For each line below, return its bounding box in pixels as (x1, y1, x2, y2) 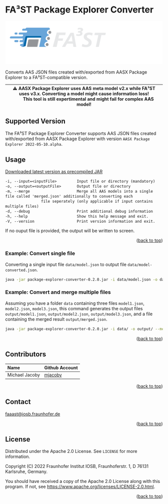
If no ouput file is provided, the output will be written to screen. (5, 228, 135, 234)
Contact (5, 397, 31, 406)
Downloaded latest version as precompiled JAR (5, 169, 103, 175)
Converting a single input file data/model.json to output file (5, 261, 126, 267)
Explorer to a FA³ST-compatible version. (5, 74, 88, 80)
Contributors (5, 350, 46, 359)
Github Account (44, 365, 78, 371)
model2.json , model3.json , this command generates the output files (5, 305, 143, 311)
